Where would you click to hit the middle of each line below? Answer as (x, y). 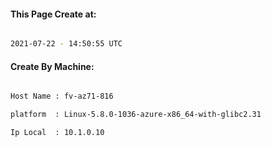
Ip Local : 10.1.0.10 (57, 133)
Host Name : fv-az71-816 (62, 96)
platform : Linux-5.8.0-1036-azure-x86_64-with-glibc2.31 (136, 115)
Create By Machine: (52, 66)
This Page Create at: (53, 14)
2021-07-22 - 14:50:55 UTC (66, 44)
